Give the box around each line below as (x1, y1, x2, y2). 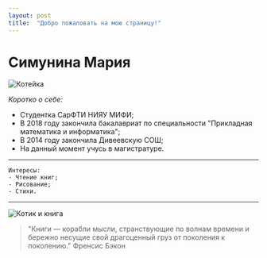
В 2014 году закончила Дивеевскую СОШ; (19, 136, 164, 145)
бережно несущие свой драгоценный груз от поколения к (27, 233, 226, 242)
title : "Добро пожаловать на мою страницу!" (8, 19, 161, 27)
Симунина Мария (8, 53, 131, 71)
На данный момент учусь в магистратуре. (19, 144, 164, 153)
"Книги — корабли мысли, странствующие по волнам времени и (27, 224, 250, 234)
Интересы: (8, 167, 41, 175)
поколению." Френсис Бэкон (27, 241, 126, 251)
